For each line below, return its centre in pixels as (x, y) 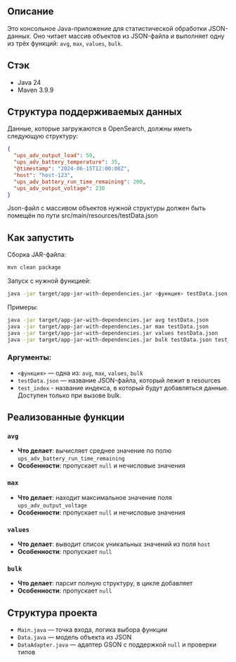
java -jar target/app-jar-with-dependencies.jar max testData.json (108, 326)
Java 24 (29, 82)
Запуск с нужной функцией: (49, 281)
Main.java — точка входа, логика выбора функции (92, 630)
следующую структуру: (43, 136)
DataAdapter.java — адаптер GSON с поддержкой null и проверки (117, 644)
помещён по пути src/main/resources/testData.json (83, 216)
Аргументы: (29, 357)
